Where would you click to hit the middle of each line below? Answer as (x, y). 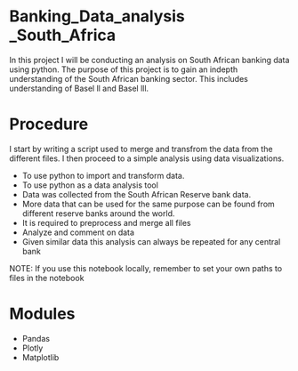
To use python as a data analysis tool (90, 185)
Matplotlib (40, 357)
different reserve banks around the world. (98, 213)
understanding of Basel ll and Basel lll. (79, 88)
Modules (42, 314)
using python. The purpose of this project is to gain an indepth (124, 69)
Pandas (36, 338)
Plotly (32, 348)
